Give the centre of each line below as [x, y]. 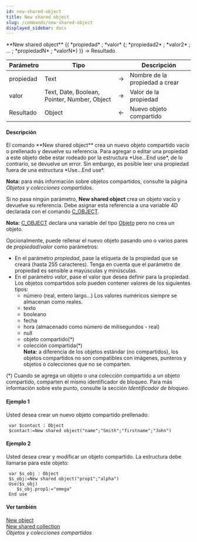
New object [20, 520]
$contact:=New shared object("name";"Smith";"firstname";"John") [90, 430]
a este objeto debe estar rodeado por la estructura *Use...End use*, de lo [94, 158]
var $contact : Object [36, 425]
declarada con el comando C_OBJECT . [53, 211]
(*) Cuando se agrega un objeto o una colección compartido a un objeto [93, 376]
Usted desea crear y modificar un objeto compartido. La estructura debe [94, 456]
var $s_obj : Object [34, 473]
